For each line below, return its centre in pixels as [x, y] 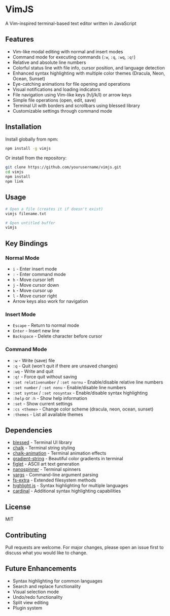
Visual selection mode [36, 592]
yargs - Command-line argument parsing [55, 475]
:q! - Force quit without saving [45, 377]
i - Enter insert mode [35, 269]
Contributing [26, 535]
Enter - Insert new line [36, 331]
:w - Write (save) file [34, 360]
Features [20, 39]
